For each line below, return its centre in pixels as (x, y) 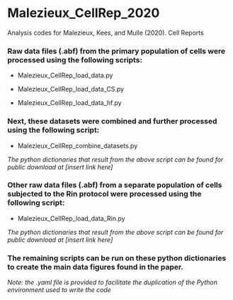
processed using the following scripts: (75, 60)
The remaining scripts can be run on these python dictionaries (117, 258)
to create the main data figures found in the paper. (96, 267)
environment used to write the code (59, 290)
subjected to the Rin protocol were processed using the (104, 194)
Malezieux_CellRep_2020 (84, 13)
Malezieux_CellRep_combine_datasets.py (78, 145)
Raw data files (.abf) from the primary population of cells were (116, 51)
